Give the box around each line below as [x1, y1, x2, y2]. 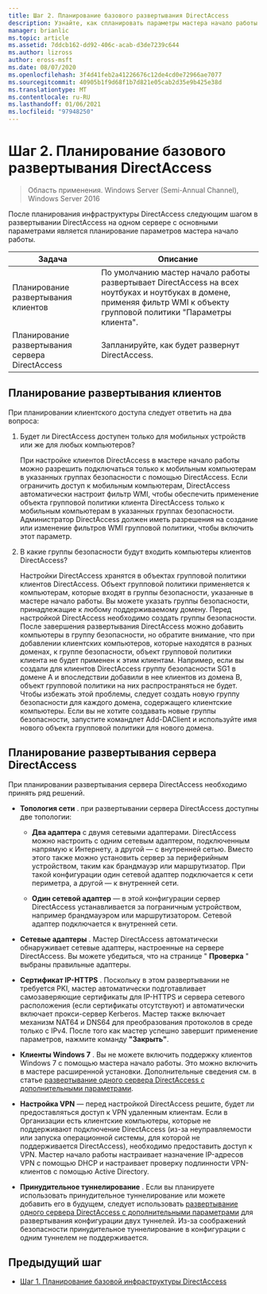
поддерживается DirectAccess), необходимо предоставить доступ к [19, 1141, 253, 1151]
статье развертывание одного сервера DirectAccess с [19, 1075, 205, 1085]
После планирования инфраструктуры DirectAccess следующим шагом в [8, 209, 258, 219]
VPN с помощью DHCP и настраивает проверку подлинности [19, 1158, 230, 1167]
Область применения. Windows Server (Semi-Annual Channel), [27, 185, 239, 195]
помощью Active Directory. [59, 1167, 149, 1176]
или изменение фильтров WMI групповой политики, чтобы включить [19, 523, 254, 532]
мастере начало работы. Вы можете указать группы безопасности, [19, 596, 250, 606]
